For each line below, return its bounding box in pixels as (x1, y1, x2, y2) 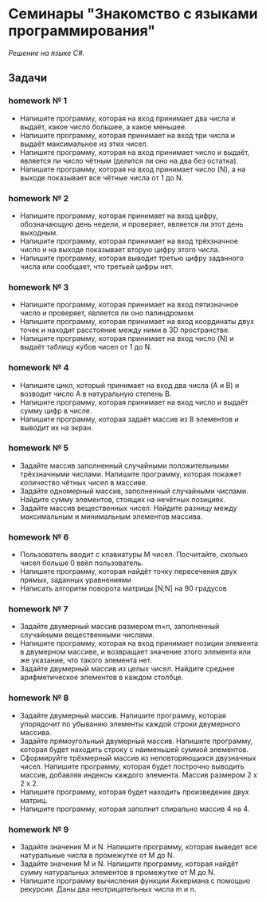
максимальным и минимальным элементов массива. (19, 512, 203, 521)
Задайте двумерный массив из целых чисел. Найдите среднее (19, 664, 235, 674)
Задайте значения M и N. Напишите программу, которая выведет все (19, 842, 257, 851)
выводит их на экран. (19, 422, 93, 432)
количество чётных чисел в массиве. (19, 477, 148, 487)
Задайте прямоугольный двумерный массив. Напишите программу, (19, 736, 253, 746)
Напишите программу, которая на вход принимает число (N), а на (19, 164, 246, 174)
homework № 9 (8, 824, 69, 835)
